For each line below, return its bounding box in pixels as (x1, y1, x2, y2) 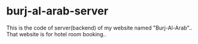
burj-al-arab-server (6, 4, 108, 18)
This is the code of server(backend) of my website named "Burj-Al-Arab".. (6, 24, 193, 31)
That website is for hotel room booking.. (6, 30, 107, 37)
